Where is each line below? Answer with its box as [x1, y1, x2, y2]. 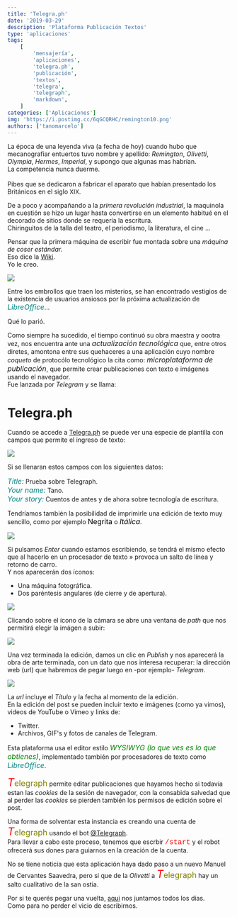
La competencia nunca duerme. [7, 165, 100, 173]
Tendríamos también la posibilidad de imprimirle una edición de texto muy [7, 509, 223, 518]
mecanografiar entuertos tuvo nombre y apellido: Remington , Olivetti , [7, 150, 209, 158]
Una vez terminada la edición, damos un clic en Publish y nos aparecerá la [7, 650, 224, 660]
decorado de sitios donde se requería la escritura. [7, 216, 154, 224]
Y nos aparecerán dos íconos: [7, 568, 95, 577]
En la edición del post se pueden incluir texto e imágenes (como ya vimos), [7, 700, 226, 709]
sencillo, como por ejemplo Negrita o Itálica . [7, 517, 143, 527]
